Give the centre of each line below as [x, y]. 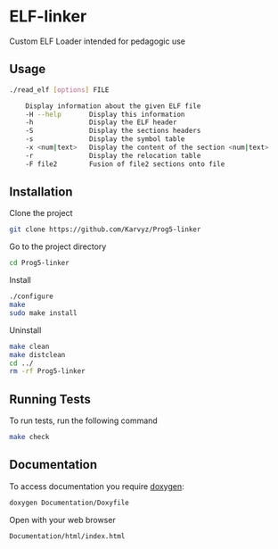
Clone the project [41, 213]
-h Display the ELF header [101, 122]
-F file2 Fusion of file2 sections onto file [125, 164]
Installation [41, 192]
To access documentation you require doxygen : [97, 486]
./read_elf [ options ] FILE [59, 90]
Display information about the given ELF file [113, 106]
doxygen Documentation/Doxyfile [69, 503]
